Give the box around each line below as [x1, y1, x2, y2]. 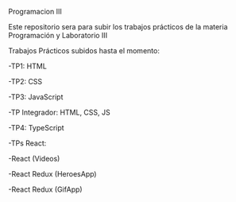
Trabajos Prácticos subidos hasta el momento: [8, 46, 161, 55]
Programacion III [8, 7, 62, 16]
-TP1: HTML [8, 61, 48, 71]
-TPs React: [8, 138, 47, 148]
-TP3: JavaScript [8, 92, 64, 102]
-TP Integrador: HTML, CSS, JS [8, 107, 110, 117]
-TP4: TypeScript [8, 123, 65, 132]
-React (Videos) [8, 154, 60, 163]
